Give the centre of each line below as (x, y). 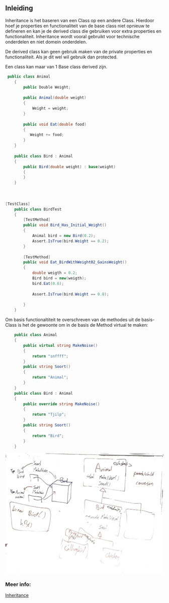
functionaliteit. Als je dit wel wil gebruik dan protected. (62, 57)
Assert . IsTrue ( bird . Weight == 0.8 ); (70, 294)
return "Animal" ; (50, 378)
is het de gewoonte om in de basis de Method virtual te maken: (83, 325)
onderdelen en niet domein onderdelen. (46, 42)
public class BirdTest (38, 209)
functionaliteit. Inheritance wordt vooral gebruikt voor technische (72, 36)
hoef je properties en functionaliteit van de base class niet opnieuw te (77, 26)
